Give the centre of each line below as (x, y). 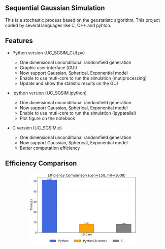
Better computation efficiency (50, 148)
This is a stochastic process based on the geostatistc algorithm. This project (82, 20)
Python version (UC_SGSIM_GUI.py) (49, 53)
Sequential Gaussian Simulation (55, 8)
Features (19, 41)
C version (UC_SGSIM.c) (37, 127)
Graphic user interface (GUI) (48, 67)
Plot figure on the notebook (47, 118)
